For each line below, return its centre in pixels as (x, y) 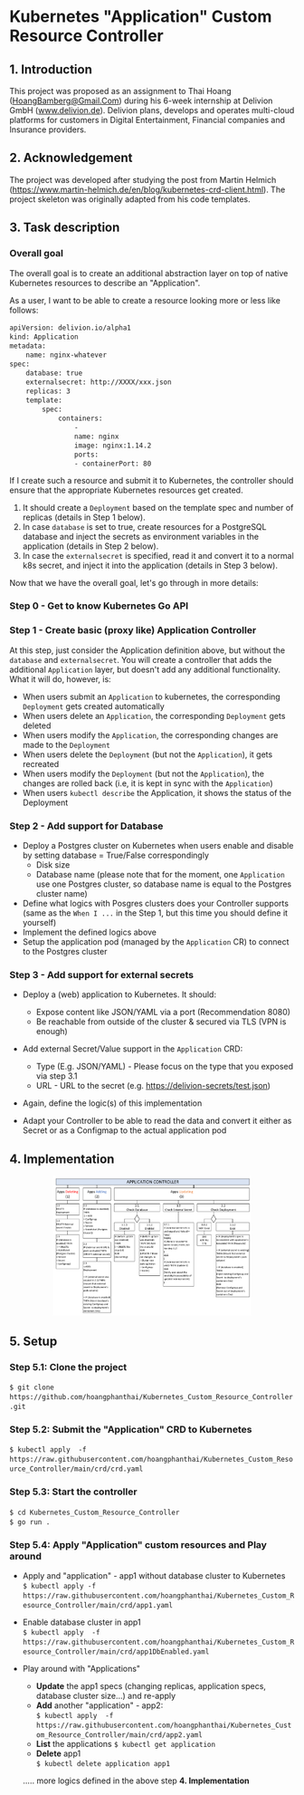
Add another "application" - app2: (100, 1705)
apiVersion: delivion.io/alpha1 (70, 328)
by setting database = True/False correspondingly (116, 855)
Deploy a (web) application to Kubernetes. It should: (119, 994)
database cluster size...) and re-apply (106, 1696)
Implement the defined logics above (89, 932)
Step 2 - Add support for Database (86, 826)
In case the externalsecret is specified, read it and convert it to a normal (158, 555)
